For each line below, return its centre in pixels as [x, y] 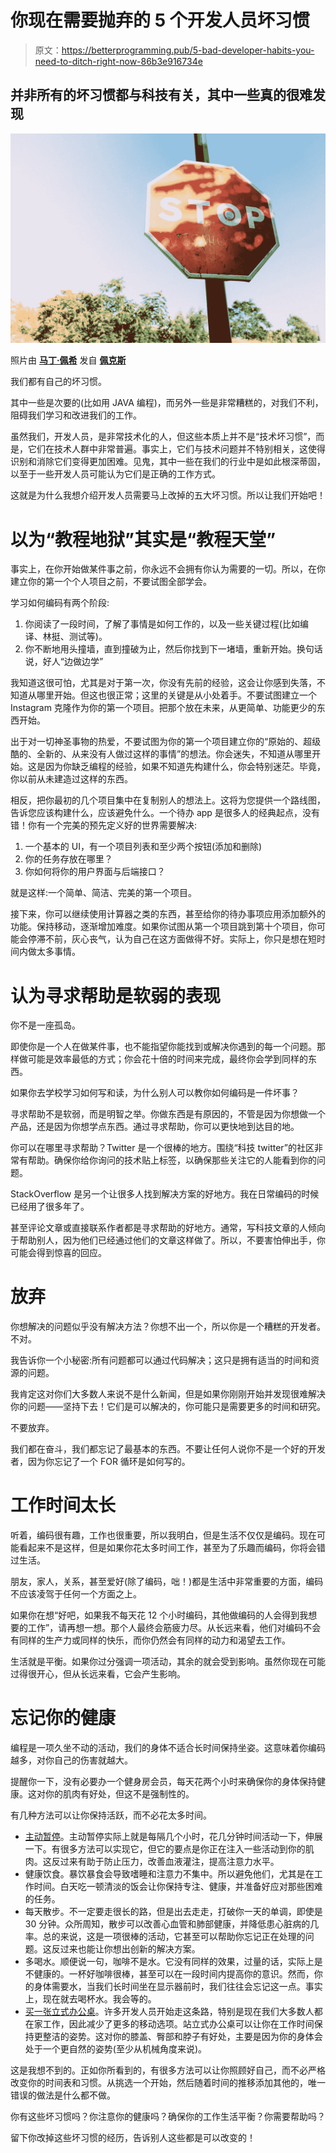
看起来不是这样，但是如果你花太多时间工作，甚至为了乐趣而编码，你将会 [167, 1548]
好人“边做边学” [73, 662]
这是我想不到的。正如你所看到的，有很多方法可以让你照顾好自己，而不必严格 [168, 2070]
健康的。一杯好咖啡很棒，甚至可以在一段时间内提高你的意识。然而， [174, 1974]
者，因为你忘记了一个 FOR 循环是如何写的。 [100, 1462]
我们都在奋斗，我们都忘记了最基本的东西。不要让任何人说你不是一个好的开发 [168, 1449]
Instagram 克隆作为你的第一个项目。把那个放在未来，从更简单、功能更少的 [163, 708]
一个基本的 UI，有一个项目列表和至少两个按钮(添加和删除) [143, 847]
